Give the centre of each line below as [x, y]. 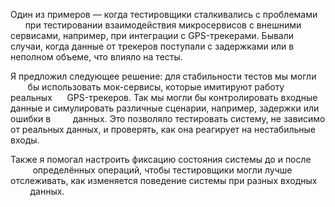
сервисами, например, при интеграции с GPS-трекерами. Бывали [152, 35]
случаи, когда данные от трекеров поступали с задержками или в [152, 46]
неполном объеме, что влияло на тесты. [96, 57]
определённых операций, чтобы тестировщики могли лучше [162, 170]
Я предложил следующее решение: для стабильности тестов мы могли [163, 76]
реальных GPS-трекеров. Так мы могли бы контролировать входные [164, 97]
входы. [25, 140]
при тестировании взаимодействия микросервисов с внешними [163, 25]
